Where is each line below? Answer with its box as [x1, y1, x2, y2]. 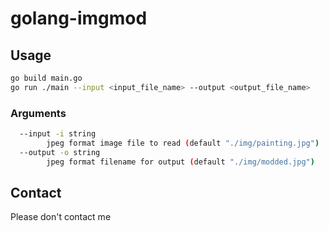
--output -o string [19, 147, 101, 157]
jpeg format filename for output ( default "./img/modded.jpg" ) [46, 157, 315, 167]
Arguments [10, 106, 67, 120]
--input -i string [19, 129, 97, 139]
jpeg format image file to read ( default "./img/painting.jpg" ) [46, 138, 320, 148]
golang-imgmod [10, 7, 148, 30]
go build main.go [10, 73, 83, 83]
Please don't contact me [10, 211, 112, 223]
